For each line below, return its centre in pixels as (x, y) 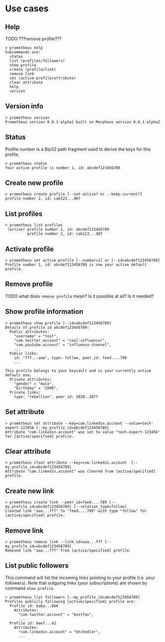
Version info (24, 106)
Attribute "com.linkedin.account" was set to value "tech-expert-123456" (83, 432)
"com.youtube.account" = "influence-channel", (63, 345)
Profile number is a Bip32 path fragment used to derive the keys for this (78, 149)
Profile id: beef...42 (33, 623)
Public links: (24, 353)
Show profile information (44, 312)
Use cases (27, 9)
